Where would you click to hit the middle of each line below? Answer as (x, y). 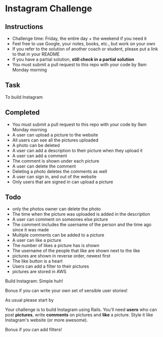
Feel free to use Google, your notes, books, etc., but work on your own (84, 44)
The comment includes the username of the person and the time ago (82, 225)
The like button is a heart (37, 261)
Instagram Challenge (49, 9)
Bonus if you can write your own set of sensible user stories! (66, 291)
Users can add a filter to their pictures (51, 266)
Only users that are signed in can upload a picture (63, 182)
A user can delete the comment (44, 166)
